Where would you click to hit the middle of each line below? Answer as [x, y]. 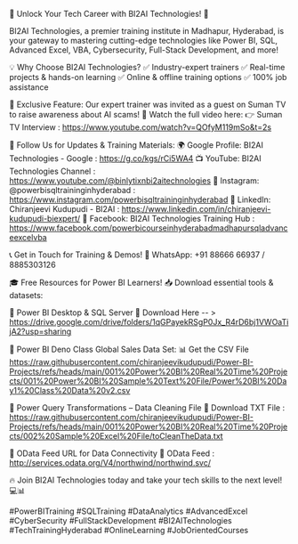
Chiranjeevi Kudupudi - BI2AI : [64, 209]
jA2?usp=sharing [40, 331]
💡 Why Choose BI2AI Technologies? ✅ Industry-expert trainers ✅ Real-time [147, 67]
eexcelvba [28, 237]
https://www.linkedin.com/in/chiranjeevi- [196, 209]
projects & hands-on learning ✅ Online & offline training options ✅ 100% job [148, 77]
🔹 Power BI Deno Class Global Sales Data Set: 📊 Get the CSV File [129, 349]
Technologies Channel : [52, 171]
